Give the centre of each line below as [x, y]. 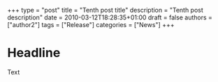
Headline [34, 53]
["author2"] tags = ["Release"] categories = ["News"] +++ [91, 25]
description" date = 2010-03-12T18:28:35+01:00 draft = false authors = [110, 17]
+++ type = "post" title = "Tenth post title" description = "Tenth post [106, 10]
